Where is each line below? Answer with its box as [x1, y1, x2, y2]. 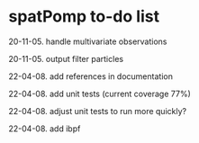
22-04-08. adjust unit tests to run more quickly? [8, 105, 186, 116]
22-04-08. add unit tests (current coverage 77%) [8, 88, 191, 99]
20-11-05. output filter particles [8, 53, 123, 64]
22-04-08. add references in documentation [8, 70, 173, 82]
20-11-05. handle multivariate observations [8, 36, 167, 47]
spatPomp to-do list [8, 6, 159, 27]
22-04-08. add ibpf [8, 123, 81, 134]
